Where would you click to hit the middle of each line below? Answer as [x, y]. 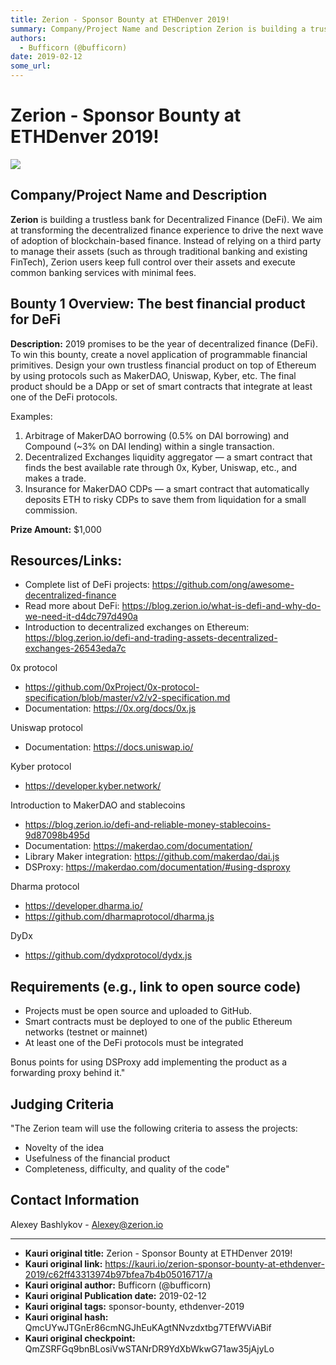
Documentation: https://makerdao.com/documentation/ [138, 846]
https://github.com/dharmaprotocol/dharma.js [119, 917]
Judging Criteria [62, 1104]
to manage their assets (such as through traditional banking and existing [159, 251]
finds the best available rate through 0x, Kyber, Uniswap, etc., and [161, 467]
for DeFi [36, 319]
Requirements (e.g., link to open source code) [156, 986]
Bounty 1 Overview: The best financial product [158, 304]
